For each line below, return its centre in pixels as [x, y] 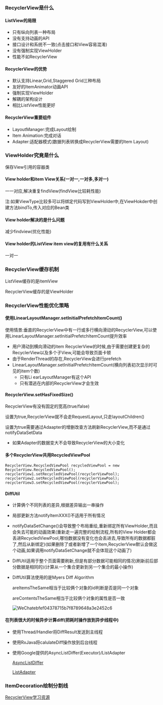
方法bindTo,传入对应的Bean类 [39, 208]
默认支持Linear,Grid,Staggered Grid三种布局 [56, 81]
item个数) [30, 371]
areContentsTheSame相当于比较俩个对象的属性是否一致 [68, 598]
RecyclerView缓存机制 [32, 269]
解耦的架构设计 [27, 99]
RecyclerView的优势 [26, 69]
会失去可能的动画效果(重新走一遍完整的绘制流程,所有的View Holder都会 [84, 532]
